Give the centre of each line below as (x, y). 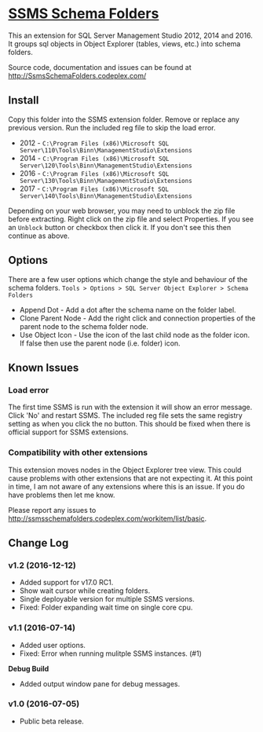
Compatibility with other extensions (78, 452)
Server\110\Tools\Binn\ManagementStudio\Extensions (106, 150)
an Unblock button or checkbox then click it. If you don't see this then (120, 227)
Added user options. (53, 645)
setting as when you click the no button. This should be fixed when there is (130, 424)
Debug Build (29, 668)
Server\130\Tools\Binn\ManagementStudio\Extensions (106, 181)
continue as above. (39, 236)
